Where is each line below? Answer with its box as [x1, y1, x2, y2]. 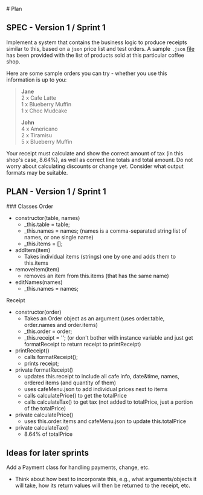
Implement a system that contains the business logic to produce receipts [6, 39, 187, 46]
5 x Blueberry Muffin [21, 138, 72, 145]
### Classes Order [6, 202, 54, 210]
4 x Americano [21, 125, 58, 132]
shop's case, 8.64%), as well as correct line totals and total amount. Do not [6, 156, 193, 163]
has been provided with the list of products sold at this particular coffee [6, 51, 184, 59]
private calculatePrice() [14, 411, 74, 418]
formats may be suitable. [6, 169, 68, 176]
